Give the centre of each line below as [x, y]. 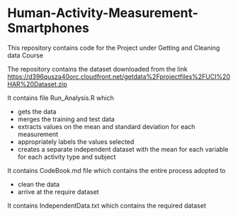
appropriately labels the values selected [76, 141]
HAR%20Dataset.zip [37, 84]
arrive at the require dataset [58, 191]
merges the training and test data [66, 119]
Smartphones [49, 28]
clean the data [39, 184]
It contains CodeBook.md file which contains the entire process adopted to [117, 170]
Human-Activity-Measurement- [103, 13]
